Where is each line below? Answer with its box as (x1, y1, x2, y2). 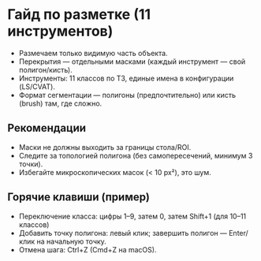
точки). (18, 159, 43, 169)
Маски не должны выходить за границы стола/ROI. (18, 142, 192, 151)
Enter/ (229, 228, 249, 237)
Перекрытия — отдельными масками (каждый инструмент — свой (18, 57, 246, 66)
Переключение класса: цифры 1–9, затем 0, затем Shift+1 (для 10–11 (18, 211, 247, 221)
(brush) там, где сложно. (18, 99, 103, 108)
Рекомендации (7, 121, 87, 135)
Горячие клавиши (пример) (7, 191, 151, 204)
